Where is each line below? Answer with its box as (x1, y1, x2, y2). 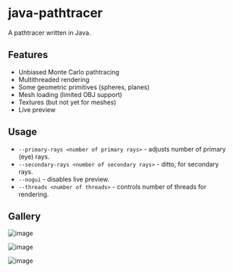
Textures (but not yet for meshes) (18, 98, 116, 106)
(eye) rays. (18, 152, 50, 161)
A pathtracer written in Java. (8, 28, 91, 37)
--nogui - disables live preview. (18, 175, 110, 183)
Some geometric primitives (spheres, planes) (18, 83, 150, 91)
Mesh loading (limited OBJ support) (18, 90, 123, 98)
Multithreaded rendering (18, 75, 90, 84)
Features (8, 49, 48, 61)
